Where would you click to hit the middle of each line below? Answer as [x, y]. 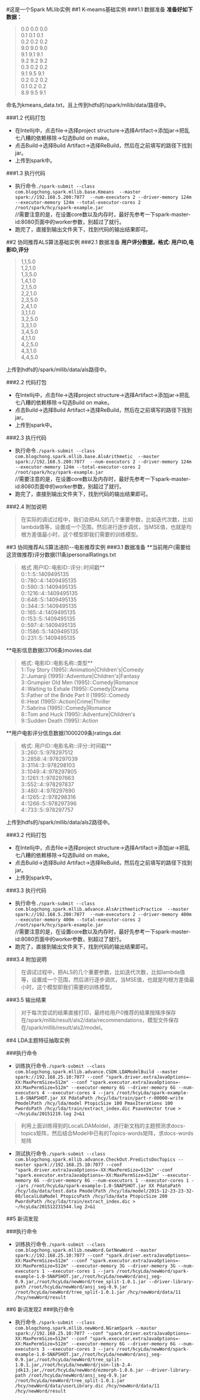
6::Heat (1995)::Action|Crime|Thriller [65, 701]
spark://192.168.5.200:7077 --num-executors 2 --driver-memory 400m [103, 914]
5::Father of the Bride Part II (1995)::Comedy [75, 695]
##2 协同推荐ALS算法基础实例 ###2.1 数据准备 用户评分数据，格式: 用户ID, [98, 242]
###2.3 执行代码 [26, 438]
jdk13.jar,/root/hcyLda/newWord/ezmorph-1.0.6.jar [79, 1370]
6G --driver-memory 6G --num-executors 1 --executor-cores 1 [111, 1181]
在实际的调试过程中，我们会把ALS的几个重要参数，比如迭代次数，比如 [107, 519]
